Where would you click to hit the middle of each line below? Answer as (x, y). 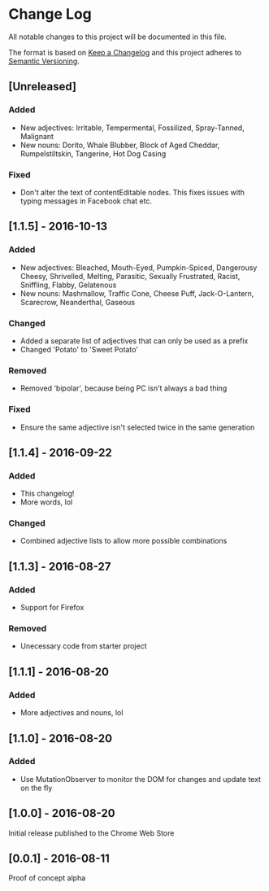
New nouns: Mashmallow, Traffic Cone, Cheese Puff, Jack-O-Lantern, (137, 293)
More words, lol (46, 502)
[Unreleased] (43, 87)
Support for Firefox (52, 608)
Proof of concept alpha (47, 878)
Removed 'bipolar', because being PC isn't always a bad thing (124, 388)
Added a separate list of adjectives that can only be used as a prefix (134, 341)
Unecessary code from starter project (83, 646)
